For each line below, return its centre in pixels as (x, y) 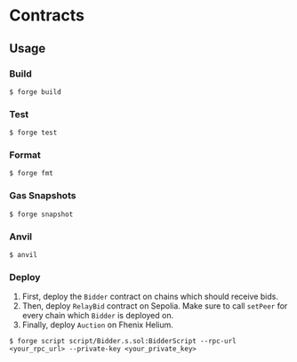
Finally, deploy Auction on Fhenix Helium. (97, 325)
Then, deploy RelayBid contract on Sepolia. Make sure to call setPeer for (155, 306)
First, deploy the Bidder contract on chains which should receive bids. (150, 297)
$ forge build (36, 92)
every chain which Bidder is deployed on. (98, 316)
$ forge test (33, 133)
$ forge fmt (31, 173)
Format (25, 155)
